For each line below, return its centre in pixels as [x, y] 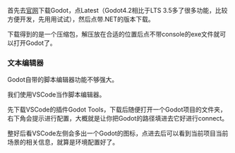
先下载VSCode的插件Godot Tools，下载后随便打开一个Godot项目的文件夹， [117, 110]
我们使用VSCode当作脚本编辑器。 [56, 94]
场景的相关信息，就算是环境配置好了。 [63, 142]
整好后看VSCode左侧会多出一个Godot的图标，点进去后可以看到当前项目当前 [118, 133]
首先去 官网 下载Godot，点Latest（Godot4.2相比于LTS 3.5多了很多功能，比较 [117, 10]
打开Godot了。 [35, 43]
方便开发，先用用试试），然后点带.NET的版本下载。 [81, 19]
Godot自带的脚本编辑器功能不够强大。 [63, 80]
